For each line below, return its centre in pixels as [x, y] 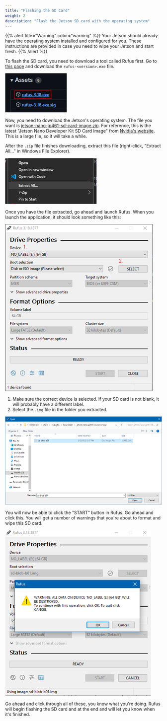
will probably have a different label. [48, 404]
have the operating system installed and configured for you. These [73, 41]
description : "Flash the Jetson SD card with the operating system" [78, 21]
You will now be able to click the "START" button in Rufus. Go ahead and [80, 513]
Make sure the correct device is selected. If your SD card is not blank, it [85, 399]
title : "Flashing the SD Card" [38, 10]
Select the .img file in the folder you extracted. [60, 410]
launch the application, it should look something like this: [63, 217]
